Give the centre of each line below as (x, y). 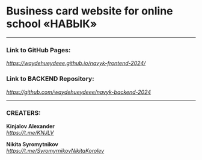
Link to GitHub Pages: (38, 50)
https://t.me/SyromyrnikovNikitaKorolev (55, 150)
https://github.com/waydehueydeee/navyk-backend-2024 (79, 92)
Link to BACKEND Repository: (50, 79)
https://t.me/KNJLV (30, 132)
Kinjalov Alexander (31, 126)
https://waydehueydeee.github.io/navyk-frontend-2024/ (76, 63)
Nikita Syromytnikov (32, 144)
